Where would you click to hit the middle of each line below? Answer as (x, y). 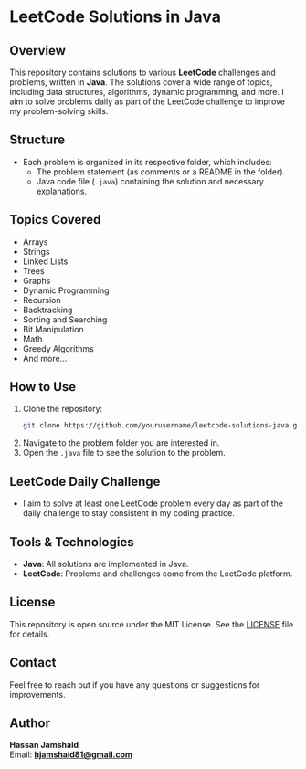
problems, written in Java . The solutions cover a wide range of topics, (141, 82)
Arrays (35, 242)
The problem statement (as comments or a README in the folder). (161, 172)
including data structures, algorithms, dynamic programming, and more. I (147, 92)
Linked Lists (45, 261)
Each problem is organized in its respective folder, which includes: (147, 162)
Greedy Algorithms (58, 348)
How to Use (43, 387)
